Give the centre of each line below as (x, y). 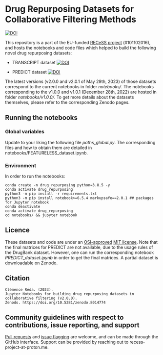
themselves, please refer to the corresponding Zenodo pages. (67, 102)
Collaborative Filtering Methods (71, 19)
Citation (18, 278)
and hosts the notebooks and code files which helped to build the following (81, 48)
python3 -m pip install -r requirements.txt (51, 194)
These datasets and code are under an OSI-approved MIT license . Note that (81, 242)
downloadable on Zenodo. (31, 263)
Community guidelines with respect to (64, 317)
